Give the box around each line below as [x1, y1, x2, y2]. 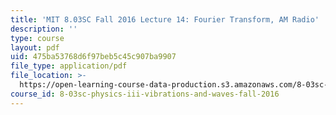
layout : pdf [10, 42, 60, 53]
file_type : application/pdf [10, 61, 128, 71]
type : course [10, 33, 65, 43]
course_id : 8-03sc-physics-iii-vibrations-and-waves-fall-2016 [10, 89, 280, 99]
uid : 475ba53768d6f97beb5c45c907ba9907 [10, 52, 177, 62]
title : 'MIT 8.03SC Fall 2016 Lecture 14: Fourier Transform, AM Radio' [10, 14, 320, 25]
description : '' [10, 24, 78, 34]
